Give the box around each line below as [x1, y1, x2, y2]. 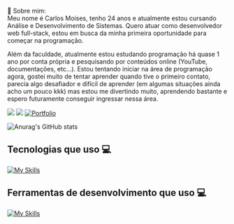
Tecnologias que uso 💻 [7, 143, 112, 155]
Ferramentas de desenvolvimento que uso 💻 [7, 187, 207, 199]
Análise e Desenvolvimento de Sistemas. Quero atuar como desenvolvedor [7, 22, 222, 29]
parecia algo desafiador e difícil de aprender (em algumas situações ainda [7, 80, 221, 87]
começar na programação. [7, 36, 84, 45]
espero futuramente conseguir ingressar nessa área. [7, 94, 159, 103]
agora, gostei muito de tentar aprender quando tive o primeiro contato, [7, 72, 211, 80]
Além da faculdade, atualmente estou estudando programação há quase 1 [7, 50, 220, 58]
